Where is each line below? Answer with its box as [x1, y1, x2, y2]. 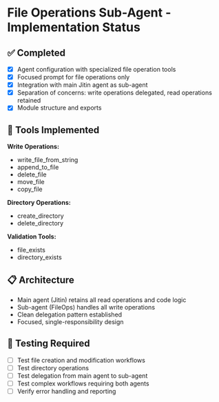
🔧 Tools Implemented [7, 124, 100, 136]
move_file [17, 178, 45, 186]
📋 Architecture [7, 274, 74, 285]
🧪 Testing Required [7, 338, 90, 350]
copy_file [17, 185, 43, 194]
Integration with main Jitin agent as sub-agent [17, 81, 148, 89]
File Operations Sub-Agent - [7, 5, 171, 21]
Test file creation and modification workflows [17, 356, 146, 364]
